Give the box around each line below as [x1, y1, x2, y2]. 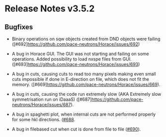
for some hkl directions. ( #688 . [11, 117, 76, 122]
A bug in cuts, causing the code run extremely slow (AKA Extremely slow [11, 91, 162, 97]
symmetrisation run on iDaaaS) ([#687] [11, 96, 92, 102]
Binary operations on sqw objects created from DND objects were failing [11, 36, 161, 42]
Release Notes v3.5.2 [4, 3, 95, 14]
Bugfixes [4, 23, 33, 31]
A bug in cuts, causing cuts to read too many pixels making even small [11, 71, 156, 77]
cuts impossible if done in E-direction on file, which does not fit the [11, 76, 150, 82]
